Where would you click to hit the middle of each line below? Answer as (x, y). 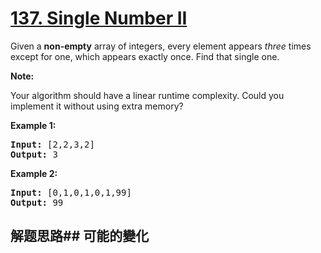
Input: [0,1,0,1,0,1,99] (71, 192)
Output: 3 (34, 154)
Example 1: (33, 125)
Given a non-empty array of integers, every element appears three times (161, 46)
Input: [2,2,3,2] (52, 144)
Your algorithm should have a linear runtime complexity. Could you (147, 95)
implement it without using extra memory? (97, 106)
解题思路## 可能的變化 (80, 236)
